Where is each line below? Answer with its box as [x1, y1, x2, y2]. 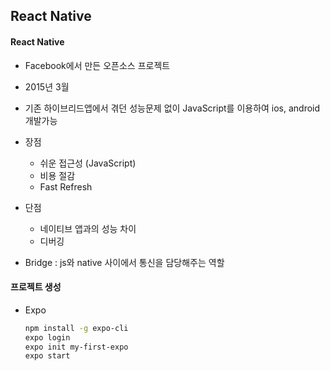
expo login [24, 332, 71, 343]
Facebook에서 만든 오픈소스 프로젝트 [24, 59, 171, 71]
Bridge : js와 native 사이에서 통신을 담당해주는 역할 [24, 256, 225, 268]
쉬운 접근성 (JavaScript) [39, 157, 137, 169]
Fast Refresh [39, 180, 93, 193]
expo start [24, 351, 71, 361]
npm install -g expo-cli [24, 323, 129, 333]
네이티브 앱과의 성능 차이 [39, 222, 137, 234]
